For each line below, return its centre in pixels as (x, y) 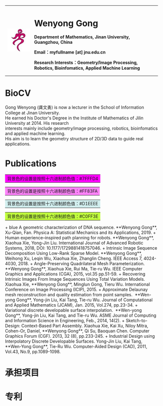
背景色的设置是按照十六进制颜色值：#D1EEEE (53, 204)
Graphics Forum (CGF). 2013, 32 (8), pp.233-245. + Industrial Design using (80, 336)
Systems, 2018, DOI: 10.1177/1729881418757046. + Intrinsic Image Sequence (81, 248)
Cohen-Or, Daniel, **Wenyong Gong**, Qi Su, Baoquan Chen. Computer (77, 331)
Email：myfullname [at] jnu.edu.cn (70, 52)
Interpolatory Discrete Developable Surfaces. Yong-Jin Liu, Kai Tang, (74, 341)
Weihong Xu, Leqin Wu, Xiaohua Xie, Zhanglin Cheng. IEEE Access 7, (74, 258)
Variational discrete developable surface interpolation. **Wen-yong (73, 310)
